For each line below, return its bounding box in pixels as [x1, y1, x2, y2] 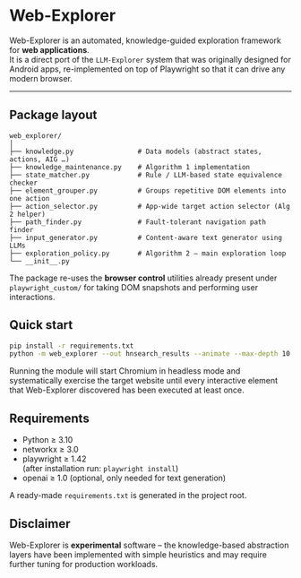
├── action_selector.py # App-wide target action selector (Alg [9, 202, 291, 211]
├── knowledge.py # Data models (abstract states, [9, 147, 262, 156]
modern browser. [9, 73, 73, 83]
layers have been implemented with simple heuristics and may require [9, 548, 267, 560]
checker [9, 178, 39, 187]
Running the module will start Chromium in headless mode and [9, 366, 241, 376]
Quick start [9, 317, 73, 332]
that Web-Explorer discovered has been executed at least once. [9, 384, 245, 395]
